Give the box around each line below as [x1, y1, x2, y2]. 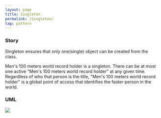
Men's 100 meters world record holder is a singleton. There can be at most [5, 63, 156, 69]
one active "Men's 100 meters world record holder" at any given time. [5, 68, 146, 74]
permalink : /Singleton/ [5, 16, 54, 21]
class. [5, 54, 17, 59]
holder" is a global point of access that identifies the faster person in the [5, 79, 151, 85]
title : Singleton [5, 12, 41, 17]
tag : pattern [5, 21, 32, 26]
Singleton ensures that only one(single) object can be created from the [5, 48, 148, 54]
